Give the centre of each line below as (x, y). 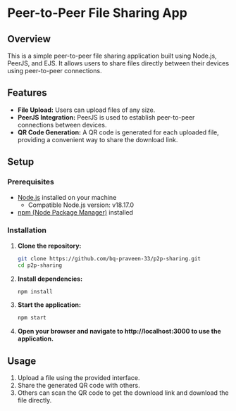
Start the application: (49, 305)
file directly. (35, 400)
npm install (35, 291)
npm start (32, 318)
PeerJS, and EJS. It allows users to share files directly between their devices (118, 63)
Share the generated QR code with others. (79, 386)
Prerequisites (31, 182)
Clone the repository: (49, 246)
